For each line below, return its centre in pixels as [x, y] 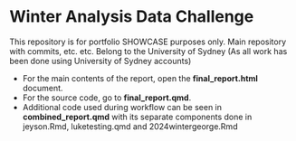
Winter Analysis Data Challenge [132, 17]
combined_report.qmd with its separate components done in [137, 117]
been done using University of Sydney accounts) [100, 61]
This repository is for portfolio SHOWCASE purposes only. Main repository [148, 42]
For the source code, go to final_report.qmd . [107, 98]
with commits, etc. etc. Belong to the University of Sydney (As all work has [148, 51]
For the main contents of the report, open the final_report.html [140, 78]
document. [43, 88]
